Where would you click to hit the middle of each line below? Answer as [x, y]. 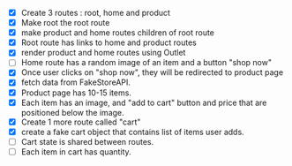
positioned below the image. [72, 112]
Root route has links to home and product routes [109, 42]
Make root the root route [65, 23]
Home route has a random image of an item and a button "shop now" [146, 63]
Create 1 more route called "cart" [81, 122]
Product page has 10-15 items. [76, 93]
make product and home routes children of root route [118, 33]
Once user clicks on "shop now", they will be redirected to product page [152, 72]
